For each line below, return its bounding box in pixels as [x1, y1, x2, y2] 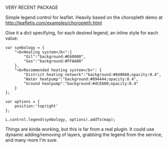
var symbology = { [5, 45, 45, 50]
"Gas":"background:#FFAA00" [24, 59, 83, 64]
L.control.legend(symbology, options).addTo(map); [5, 117, 116, 122]
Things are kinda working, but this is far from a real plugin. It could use [5, 126, 155, 132]
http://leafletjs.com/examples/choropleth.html [5, 20, 102, 26]
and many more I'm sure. [5, 137, 58, 143]
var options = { [5, 99, 40, 104]
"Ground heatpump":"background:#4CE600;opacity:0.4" [24, 81, 139, 86]
